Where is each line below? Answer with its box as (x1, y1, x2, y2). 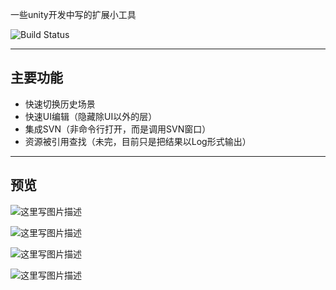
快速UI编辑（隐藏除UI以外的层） (24, 110, 158, 122)
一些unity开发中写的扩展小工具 (10, 9, 137, 20)
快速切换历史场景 (24, 98, 96, 110)
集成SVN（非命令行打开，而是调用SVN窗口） (24, 123, 212, 135)
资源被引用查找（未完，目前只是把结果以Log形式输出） (24, 135, 252, 147)
